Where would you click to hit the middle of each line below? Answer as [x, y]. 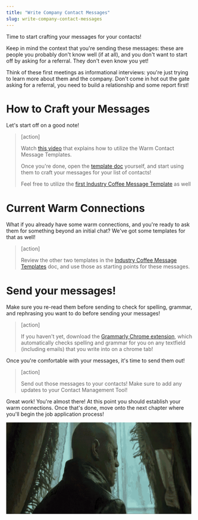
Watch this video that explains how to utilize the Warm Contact [97, 148]
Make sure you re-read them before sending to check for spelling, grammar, [99, 307]
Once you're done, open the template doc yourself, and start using [102, 166]
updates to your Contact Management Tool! [74, 390]
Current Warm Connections [76, 208]
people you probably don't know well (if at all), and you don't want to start [97, 54]
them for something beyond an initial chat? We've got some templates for [96, 231]
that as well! [21, 237]
